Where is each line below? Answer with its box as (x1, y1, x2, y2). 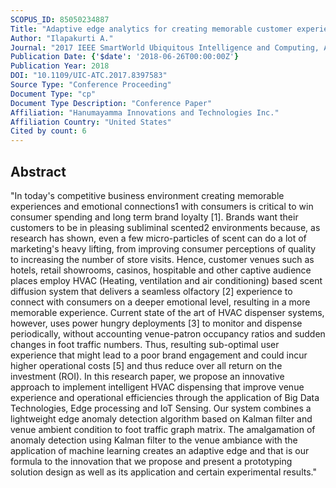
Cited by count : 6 (10, 126, 87, 136)
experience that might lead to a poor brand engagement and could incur (10, 349, 308, 361)
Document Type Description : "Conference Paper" (10, 98, 213, 108)
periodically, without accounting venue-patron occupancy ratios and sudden (10, 327, 326, 340)
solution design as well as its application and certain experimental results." (10, 466, 317, 478)
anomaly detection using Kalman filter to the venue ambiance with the (10, 434, 298, 446)
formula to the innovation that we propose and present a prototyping (10, 455, 293, 467)
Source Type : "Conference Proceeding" (10, 80, 172, 90)
